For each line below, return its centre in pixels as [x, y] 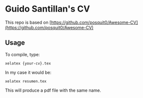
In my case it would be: [28, 72]
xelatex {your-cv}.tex [28, 63]
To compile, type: [22, 54]
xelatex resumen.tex [26, 81]
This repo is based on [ [28, 22]
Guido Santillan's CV [47, 9]
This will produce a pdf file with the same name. [53, 90]
